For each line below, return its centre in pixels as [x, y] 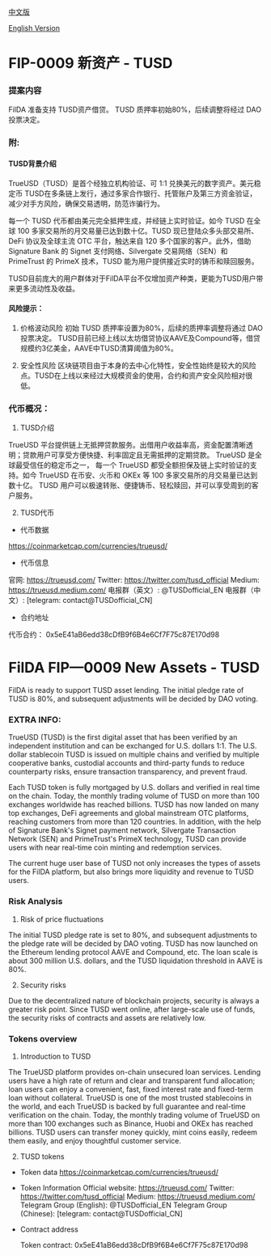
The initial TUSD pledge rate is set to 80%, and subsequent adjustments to [133, 935]
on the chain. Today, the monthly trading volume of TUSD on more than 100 [134, 796]
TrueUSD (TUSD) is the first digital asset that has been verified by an [123, 737]
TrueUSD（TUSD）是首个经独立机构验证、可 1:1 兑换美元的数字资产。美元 [131, 183]
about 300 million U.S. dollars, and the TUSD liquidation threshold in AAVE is [135, 961]
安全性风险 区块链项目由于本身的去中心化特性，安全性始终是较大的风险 [138, 365]
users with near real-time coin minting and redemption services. [115, 847]
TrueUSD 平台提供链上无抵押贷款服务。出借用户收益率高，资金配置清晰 [127, 445]
